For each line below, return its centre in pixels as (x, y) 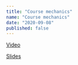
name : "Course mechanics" (38, 17)
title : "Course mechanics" (39, 12)
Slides (14, 56)
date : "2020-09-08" (30, 22)
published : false (27, 28)
